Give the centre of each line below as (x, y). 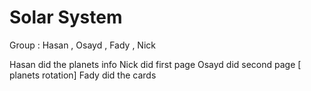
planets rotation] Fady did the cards (83, 75)
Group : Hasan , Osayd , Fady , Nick (82, 45)
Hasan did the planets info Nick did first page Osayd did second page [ (155, 64)
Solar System (66, 17)
